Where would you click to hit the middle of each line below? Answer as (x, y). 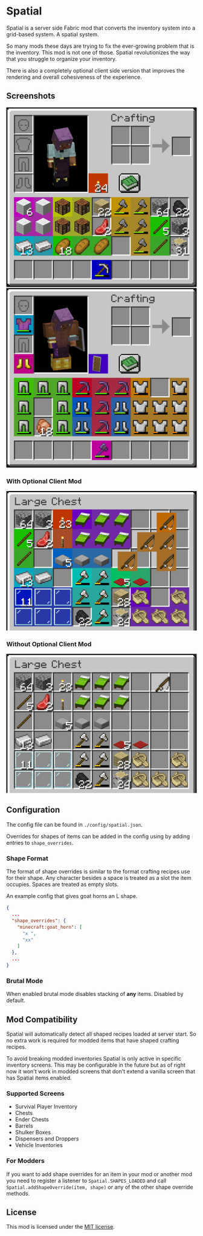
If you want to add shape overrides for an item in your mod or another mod (99, 1174)
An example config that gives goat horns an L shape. (72, 896)
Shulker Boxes (33, 1133)
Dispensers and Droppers (47, 1139)
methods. (18, 1193)
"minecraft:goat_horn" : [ (50, 927)
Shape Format (27, 858)
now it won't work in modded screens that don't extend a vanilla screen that (101, 1072)
